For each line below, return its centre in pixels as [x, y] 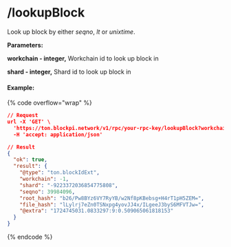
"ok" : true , [31, 160]
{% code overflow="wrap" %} [50, 103]
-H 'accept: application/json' [58, 135]
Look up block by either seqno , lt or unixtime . [71, 32]
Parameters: [25, 45]
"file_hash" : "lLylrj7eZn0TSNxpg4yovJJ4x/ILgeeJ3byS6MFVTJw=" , [112, 204]
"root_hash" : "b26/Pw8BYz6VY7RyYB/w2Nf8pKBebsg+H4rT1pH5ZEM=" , [112, 198]
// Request [23, 116]
